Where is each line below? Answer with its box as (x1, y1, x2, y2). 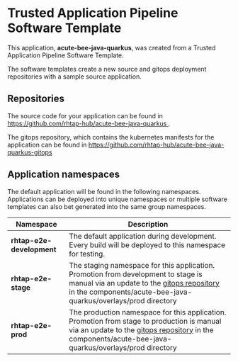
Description (127, 219, 169, 229)
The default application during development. (69, 231, 217, 241)
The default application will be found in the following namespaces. (7, 187, 201, 196)
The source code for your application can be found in (7, 111, 163, 120)
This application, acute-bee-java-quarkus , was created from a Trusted (7, 43, 216, 52)
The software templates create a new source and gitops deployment (7, 64, 207, 73)
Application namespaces (7, 169, 120, 181)
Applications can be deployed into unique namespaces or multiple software (7, 195, 228, 203)
